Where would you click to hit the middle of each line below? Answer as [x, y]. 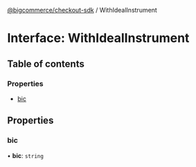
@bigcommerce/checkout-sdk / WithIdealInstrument [82, 10]
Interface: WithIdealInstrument [98, 38]
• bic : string [25, 155]
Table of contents [46, 64]
